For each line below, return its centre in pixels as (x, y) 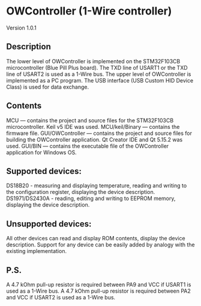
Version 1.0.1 (22, 28)
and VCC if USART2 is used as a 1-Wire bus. (61, 297)
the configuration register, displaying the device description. (81, 192)
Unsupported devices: (49, 224)
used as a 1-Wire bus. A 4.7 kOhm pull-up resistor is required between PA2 (98, 291)
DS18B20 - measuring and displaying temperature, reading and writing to (97, 186)
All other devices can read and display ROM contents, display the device (96, 239)
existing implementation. (37, 251)
